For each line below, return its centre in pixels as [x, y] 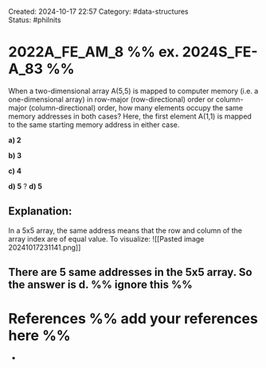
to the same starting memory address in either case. [94, 124]
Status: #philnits [35, 20]
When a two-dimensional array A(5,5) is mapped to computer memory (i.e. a [133, 91]
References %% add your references [133, 319]
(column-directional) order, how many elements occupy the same [136, 107]
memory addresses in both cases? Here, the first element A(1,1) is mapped [130, 116]
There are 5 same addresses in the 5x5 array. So [130, 272]
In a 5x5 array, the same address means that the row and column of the [125, 230]
